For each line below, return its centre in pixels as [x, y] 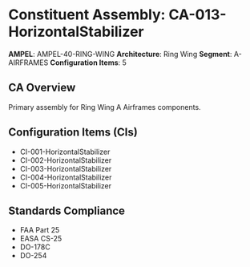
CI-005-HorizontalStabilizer [66, 185]
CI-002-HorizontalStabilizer [66, 160]
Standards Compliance [67, 210]
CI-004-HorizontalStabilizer [66, 177]
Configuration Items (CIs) [73, 133]
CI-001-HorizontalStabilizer [65, 152]
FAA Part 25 [40, 230]
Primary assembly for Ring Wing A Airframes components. [105, 107]
